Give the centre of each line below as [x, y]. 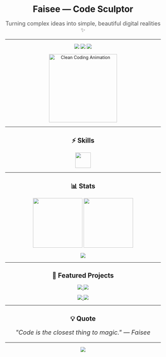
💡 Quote [83, 319]
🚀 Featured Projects [83, 275]
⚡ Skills [83, 141]
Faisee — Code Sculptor [83, 9]
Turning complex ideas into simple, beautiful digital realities [83, 23]
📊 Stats [83, 186]
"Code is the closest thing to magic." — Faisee [83, 332]
